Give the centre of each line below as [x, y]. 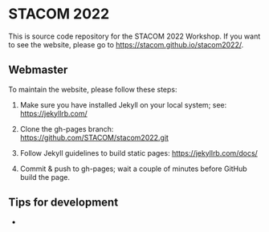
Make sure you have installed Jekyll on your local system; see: [123, 104]
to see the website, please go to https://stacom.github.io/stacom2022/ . [126, 44]
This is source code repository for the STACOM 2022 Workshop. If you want [134, 36]
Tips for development [63, 203]
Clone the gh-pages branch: [67, 128]
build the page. [45, 177]
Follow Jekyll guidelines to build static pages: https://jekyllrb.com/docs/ [139, 153]
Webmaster [38, 70]
